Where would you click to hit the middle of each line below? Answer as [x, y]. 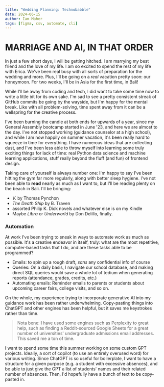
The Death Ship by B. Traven [41, 204]
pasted [12, 379]
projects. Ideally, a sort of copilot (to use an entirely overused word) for [77, 353]
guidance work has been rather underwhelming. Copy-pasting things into [79, 303]
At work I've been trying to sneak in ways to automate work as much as [77, 237]
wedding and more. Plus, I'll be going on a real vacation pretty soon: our [78, 77]
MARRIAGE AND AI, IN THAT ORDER [79, 48]
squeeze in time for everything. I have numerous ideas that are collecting [79, 143]
